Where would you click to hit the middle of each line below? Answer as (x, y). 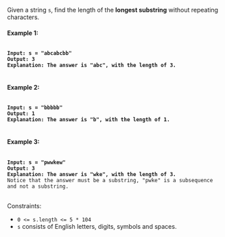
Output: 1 (21, 114)
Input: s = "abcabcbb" (39, 53)
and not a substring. (38, 186)
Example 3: (23, 142)
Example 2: (23, 87)
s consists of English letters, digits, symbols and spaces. (97, 226)
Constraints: (24, 205)
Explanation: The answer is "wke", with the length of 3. (92, 174)
